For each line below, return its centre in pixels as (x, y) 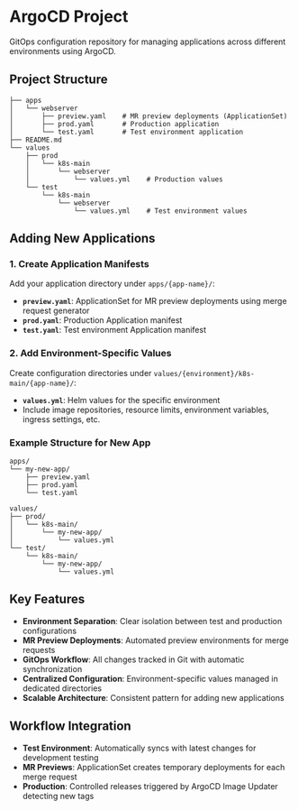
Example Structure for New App (80, 442)
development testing (60, 757)
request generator (56, 311)
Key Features (47, 599)
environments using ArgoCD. (63, 51)
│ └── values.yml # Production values (124, 179)
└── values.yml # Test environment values (160, 211)
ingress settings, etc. (61, 419)
